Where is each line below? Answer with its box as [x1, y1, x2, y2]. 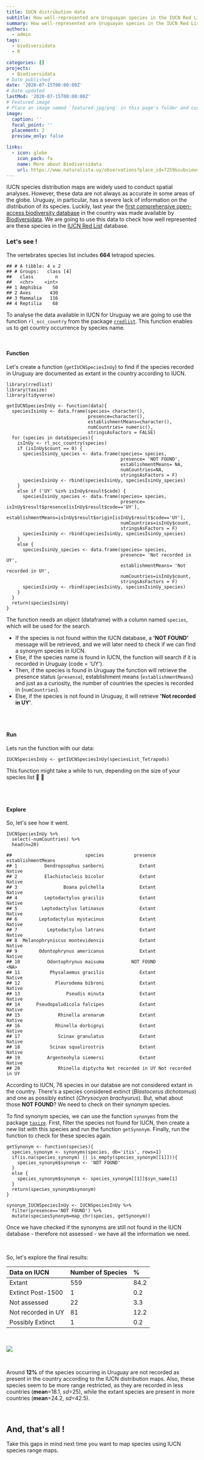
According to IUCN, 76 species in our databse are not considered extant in [6, 1081, 193, 1089]
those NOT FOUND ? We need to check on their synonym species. [6, 1101, 171, 1108]
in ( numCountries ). [15, 686, 59, 693]
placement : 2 [12, 127, 45, 134]
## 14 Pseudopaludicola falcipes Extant [6, 1002, 156, 1008]
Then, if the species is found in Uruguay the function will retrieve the [15, 666, 187, 673]
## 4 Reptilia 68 [6, 300, 59, 306]
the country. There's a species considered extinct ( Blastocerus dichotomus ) [6, 1088, 197, 1095]
